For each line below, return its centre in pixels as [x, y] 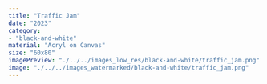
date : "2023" [30, 23]
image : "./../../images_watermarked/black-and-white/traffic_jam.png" [129, 68]
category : [25, 30]
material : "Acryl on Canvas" [57, 46]
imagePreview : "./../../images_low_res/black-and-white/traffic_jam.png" [134, 61]
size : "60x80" [32, 53]
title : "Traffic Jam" [44, 16]
